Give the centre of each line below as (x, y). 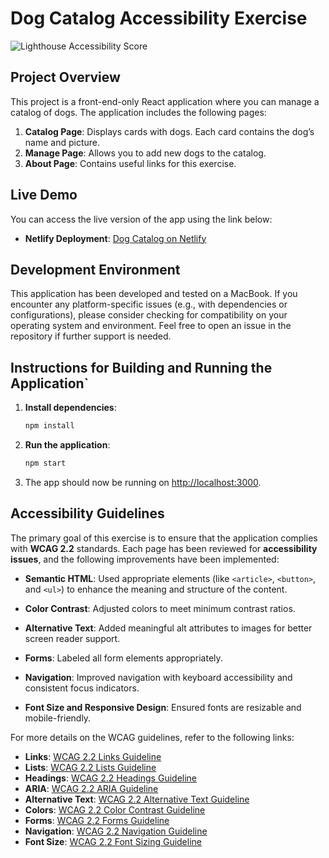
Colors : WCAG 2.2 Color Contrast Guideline (115, 809)
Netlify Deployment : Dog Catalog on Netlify (115, 238)
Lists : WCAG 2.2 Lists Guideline (90, 767)
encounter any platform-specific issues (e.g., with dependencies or (149, 304)
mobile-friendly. (58, 718)
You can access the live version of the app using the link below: (141, 219)
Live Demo (44, 195)
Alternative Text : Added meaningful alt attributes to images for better (168, 628)
